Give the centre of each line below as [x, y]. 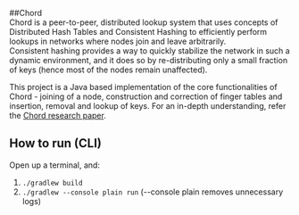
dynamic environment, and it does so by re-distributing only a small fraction [149, 60]
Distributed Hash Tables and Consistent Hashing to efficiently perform [138, 32]
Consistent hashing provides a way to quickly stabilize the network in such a [149, 51]
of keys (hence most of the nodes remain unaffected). [108, 70]
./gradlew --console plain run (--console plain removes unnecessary [153, 192]
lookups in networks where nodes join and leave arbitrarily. [118, 41]
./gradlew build [52, 183]
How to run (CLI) [56, 143]
